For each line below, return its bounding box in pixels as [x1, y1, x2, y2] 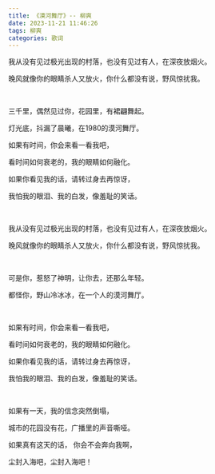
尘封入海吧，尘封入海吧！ [8, 457, 93, 467]
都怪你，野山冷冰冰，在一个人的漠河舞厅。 [8, 290, 149, 300]
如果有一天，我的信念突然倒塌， [8, 406, 113, 416]
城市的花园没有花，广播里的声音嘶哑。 [8, 423, 134, 432]
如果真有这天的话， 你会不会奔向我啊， [8, 440, 137, 450]
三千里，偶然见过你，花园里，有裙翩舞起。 [8, 106, 149, 116]
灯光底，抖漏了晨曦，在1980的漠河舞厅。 [8, 123, 144, 133]
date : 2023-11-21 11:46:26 [8, 19, 98, 27]
